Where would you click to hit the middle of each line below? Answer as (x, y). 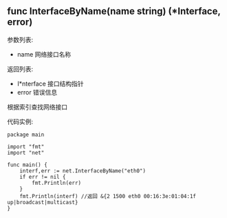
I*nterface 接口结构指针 (50, 83)
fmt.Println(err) (56, 183)
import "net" (26, 152)
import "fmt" (26, 147)
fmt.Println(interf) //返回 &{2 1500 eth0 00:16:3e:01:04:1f (108, 196)
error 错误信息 (37, 92)
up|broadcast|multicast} (43, 202)
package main (26, 135)
